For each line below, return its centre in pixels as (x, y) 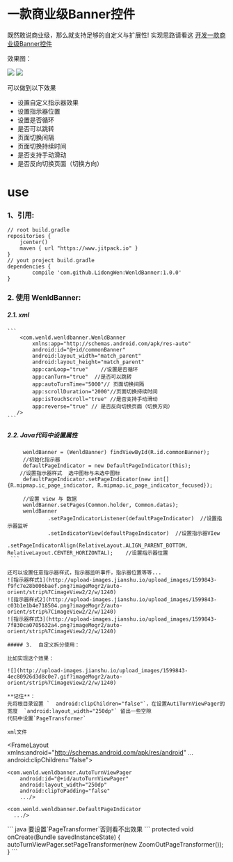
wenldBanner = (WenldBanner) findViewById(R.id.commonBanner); (116, 453)
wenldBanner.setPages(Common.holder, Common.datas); (101, 505)
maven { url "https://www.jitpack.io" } (79, 248)
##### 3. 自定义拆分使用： (43, 645)
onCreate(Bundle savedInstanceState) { (64, 837)
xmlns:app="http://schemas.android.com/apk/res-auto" (112, 344)
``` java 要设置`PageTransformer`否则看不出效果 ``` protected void (101, 829)
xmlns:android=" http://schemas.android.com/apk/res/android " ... (100, 753)
